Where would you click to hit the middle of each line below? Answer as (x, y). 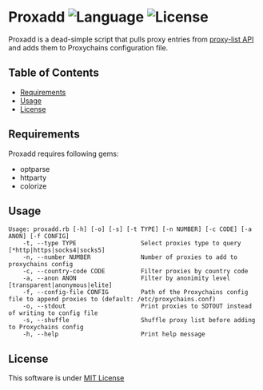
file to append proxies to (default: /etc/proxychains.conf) (112, 300)
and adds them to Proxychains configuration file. (88, 47)
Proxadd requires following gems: (64, 153)
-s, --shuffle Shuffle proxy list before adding (139, 320)
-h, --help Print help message (114, 334)
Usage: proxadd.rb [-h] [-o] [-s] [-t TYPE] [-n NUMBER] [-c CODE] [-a (130, 229)
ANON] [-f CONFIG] (39, 237)
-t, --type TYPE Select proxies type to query (132, 244)
